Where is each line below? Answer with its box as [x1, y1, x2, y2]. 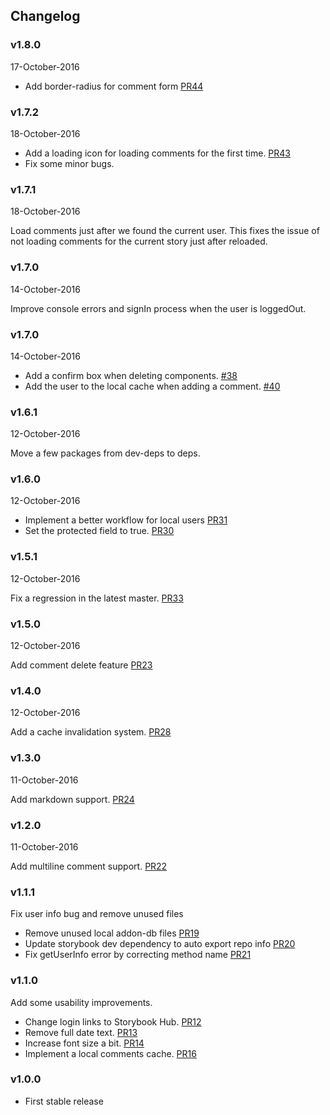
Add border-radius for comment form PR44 [24, 80, 204, 92]
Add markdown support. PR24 [10, 793, 135, 805]
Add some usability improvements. [10, 996, 153, 1008]
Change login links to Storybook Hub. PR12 [24, 1015, 202, 1028]
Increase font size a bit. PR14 [24, 1037, 145, 1049]
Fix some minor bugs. [24, 157, 115, 169]
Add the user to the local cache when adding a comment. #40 [24, 380, 281, 392]
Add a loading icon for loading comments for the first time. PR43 [24, 147, 292, 159]
